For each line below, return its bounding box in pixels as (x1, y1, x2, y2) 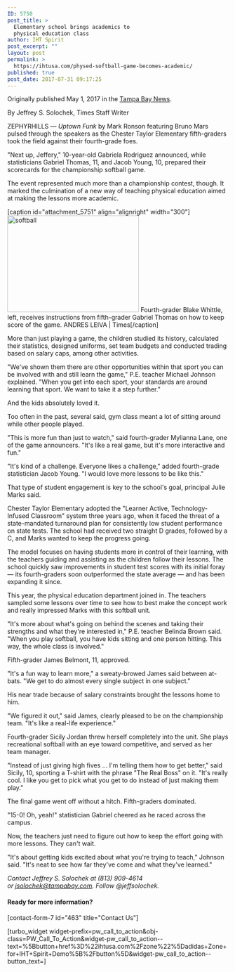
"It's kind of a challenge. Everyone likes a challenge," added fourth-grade (7, 462, 220, 471)
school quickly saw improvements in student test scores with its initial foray (7, 563, 226, 571)
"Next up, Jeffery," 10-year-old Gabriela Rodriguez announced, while (7, 150, 206, 159)
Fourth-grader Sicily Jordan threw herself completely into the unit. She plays (7, 732, 229, 741)
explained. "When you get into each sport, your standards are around (7, 377, 208, 387)
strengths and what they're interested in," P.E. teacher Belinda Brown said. (7, 627, 222, 636)
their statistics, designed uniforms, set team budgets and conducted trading (7, 342, 227, 350)
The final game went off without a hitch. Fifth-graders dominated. (7, 797, 196, 805)
